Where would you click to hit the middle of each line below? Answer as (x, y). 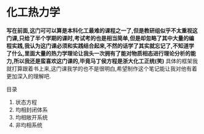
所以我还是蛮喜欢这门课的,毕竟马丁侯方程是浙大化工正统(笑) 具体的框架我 (105, 61)
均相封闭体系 (31, 110)
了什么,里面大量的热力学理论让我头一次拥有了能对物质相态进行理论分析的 (99, 53)
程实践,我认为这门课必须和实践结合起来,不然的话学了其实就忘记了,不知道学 (100, 46)
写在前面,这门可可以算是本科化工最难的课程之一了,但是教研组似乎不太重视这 (102, 30)
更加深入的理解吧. (29, 76)
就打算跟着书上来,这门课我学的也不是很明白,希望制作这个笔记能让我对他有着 (102, 68)
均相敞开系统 (31, 117)
